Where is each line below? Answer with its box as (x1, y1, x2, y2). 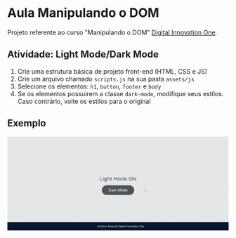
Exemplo (7, 117, 46, 129)
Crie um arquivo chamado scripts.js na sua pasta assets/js (17, 74, 195, 83)
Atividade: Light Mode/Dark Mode (7, 48, 159, 60)
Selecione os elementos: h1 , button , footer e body (17, 82, 162, 91)
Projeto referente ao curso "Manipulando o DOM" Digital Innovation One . (7, 28, 218, 37)
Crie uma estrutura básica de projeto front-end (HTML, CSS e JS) (17, 67, 208, 75)
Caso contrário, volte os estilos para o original (17, 97, 151, 105)
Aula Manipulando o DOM (7, 5, 159, 21)
